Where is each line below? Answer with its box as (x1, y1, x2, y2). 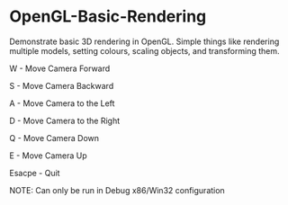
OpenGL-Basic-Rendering (9, 6, 207, 27)
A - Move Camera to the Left (9, 97, 115, 109)
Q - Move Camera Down (9, 132, 100, 143)
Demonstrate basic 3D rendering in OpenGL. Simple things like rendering (9, 36, 280, 47)
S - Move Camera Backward (9, 80, 114, 91)
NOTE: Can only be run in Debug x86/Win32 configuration (9, 184, 225, 195)
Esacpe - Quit (9, 167, 60, 178)
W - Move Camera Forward (9, 63, 111, 74)
